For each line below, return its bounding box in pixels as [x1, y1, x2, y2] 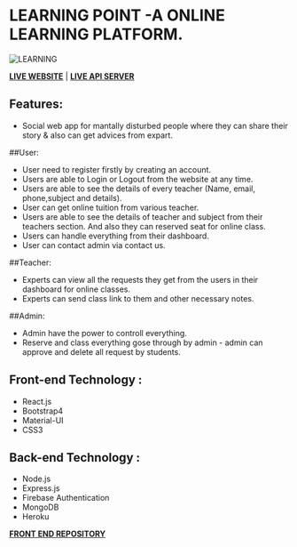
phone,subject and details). [21, 192, 122, 203]
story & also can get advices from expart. [21, 130, 173, 141]
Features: [9, 97, 64, 112]
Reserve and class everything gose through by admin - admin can [21, 337, 263, 348]
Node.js [21, 473, 51, 485]
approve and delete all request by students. [21, 346, 182, 357]
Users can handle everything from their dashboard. [21, 230, 210, 241]
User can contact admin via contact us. [21, 239, 166, 250]
